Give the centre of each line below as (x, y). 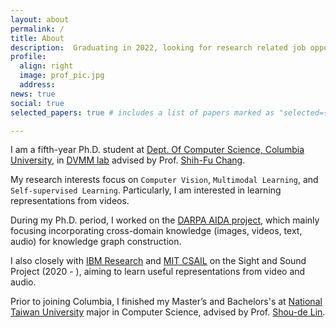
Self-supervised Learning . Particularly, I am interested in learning (146, 190)
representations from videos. (70, 201)
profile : (28, 57)
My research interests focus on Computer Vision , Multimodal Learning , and (164, 180)
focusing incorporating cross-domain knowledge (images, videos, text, (156, 231)
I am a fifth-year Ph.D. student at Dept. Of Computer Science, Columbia (157, 150)
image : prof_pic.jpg (62, 76)
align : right (46, 66)
